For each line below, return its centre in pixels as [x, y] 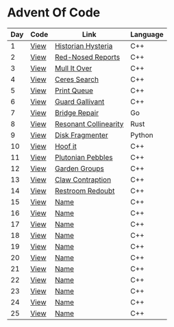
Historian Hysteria [84, 46]
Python [141, 135]
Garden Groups [79, 168]
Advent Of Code [54, 13]
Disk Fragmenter [81, 135]
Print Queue [74, 90]
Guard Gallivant [79, 101]
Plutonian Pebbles [84, 157]
